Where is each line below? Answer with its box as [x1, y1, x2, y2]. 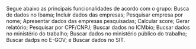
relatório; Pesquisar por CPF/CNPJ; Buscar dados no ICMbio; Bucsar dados [6, 24, 191, 31]
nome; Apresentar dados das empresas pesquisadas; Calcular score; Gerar [6, 18, 190, 24]
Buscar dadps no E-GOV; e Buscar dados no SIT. [6, 37, 126, 43]
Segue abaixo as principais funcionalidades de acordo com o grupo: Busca [6, 5, 189, 12]
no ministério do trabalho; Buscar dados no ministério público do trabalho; [6, 30, 188, 37]
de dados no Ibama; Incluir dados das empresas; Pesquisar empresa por [6, 11, 184, 18]
